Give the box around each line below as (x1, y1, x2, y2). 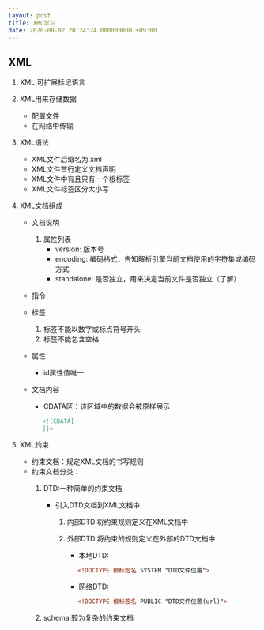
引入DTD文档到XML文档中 (55, 500, 141, 510)
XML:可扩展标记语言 (19, 77, 85, 87)
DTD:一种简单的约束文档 (43, 483, 123, 492)
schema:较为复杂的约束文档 (43, 613, 134, 622)
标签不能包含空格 (43, 334, 100, 344)
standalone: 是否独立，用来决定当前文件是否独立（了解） (55, 274, 241, 284)
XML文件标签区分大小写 (31, 184, 109, 194)
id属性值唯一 (43, 368, 85, 378)
